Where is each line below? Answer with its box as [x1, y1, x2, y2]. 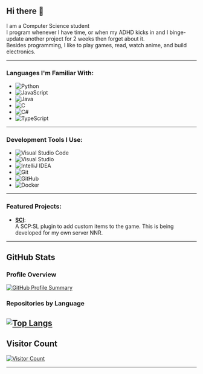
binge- [169, 28, 186, 36]
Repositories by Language [6, 299, 85, 308]
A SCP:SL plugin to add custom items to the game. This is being [14, 222, 174, 230]
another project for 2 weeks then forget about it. [25, 35, 145, 42]
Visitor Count [6, 339, 57, 349]
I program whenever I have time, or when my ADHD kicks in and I [6, 28, 169, 36]
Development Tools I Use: [6, 136, 83, 144]
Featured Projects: [6, 202, 62, 211]
